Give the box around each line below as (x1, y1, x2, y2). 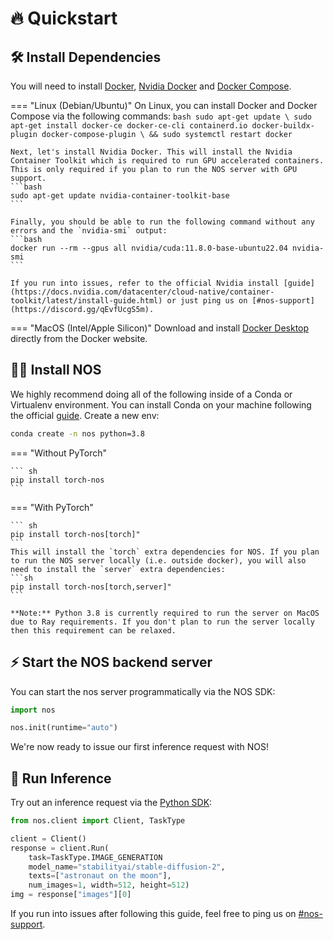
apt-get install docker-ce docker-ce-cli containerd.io (10, 121, 248, 131)
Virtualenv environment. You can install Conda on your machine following (10, 398, 312, 411)
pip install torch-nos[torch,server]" (10, 582, 172, 592)
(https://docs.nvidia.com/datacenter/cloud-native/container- (10, 287, 275, 297)
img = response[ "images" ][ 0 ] (10, 890, 132, 900)
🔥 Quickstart (10, 7, 118, 30)
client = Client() (10, 833, 87, 844)
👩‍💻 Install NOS (10, 362, 102, 379)
